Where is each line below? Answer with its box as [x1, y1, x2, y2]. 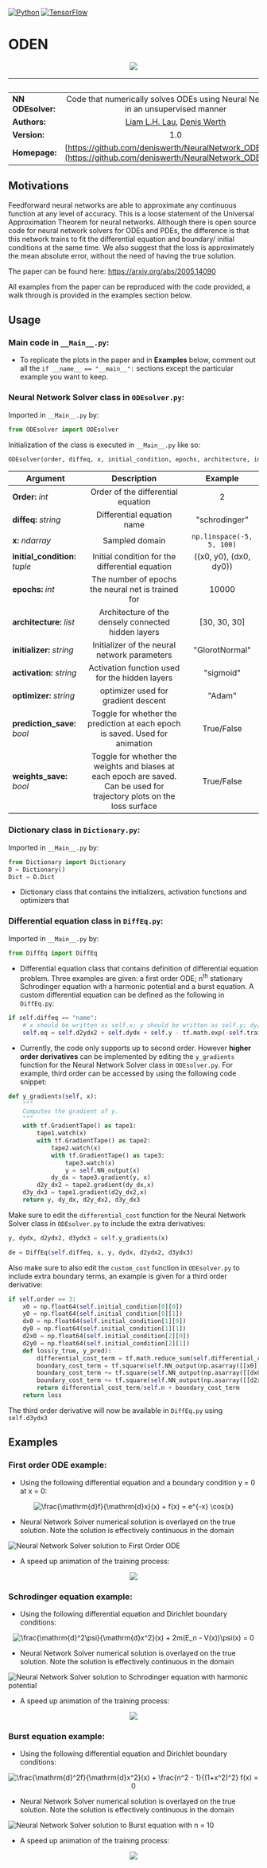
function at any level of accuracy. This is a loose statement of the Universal [8, 208, 254, 218]
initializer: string [12, 644, 74, 656]
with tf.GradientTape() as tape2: [37, 1137, 151, 1145]
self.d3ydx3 [8, 1414, 48, 1422]
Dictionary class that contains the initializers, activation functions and [19, 887, 247, 897]
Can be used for [104, 780, 164, 792]
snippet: [19, 1076, 47, 1086]
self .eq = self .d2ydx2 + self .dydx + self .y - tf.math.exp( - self [22, 1029, 244, 1037]
